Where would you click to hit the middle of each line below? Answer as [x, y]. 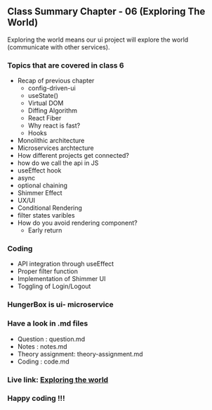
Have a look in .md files [48, 323]
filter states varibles [46, 216]
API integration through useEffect [66, 264]
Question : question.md [51, 339]
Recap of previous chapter [56, 81]
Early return [45, 230]
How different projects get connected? [73, 156]
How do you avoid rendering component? [78, 223]
